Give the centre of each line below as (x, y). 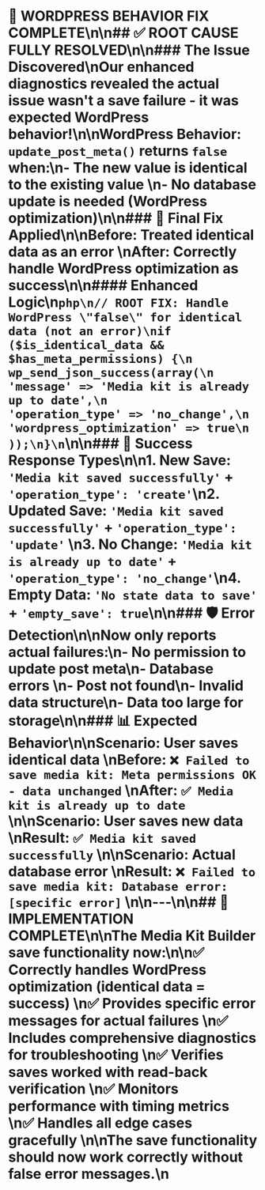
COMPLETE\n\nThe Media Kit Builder (132, 936)
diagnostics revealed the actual (114, 84)
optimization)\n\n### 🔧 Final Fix (116, 219)
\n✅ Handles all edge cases (100, 1123)
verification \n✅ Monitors (94, 1089)
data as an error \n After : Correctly (123, 252)
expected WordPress (79, 117)
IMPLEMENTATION (71, 919)
